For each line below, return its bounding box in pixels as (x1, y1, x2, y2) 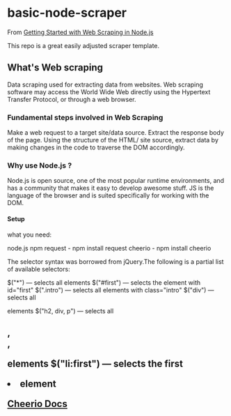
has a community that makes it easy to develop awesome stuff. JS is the (7, 184, 214, 193)
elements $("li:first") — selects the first (7, 357, 183, 369)
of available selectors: (7, 265, 71, 273)
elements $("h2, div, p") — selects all (7, 306, 114, 315)
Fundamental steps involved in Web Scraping (7, 112, 164, 122)
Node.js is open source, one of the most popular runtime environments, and (7, 177, 225, 185)
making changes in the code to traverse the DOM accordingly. (7, 143, 186, 151)
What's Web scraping (7, 61, 103, 74)
